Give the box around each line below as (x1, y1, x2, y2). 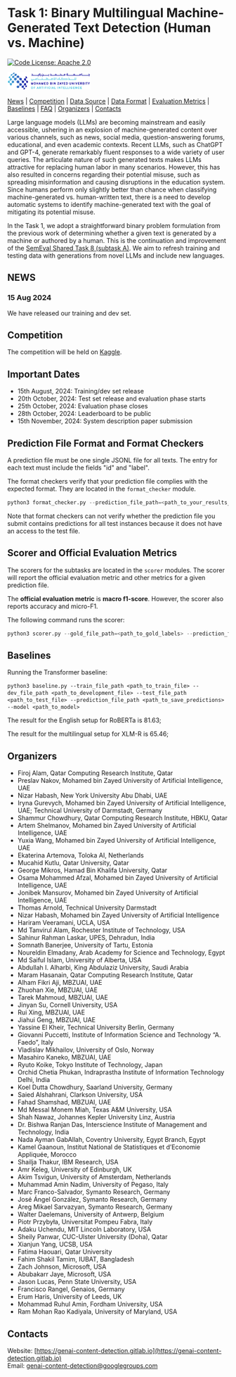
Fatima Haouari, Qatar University (17, 1247, 112, 1256)
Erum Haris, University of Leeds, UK (17, 1293, 122, 1301)
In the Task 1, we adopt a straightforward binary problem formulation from (7, 221, 221, 229)
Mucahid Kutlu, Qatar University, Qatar (17, 859, 129, 867)
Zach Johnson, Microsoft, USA (17, 1262, 107, 1271)
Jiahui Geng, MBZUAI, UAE (17, 1016, 96, 1024)
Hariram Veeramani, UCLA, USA (17, 919, 110, 927)
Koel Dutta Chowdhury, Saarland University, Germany (17, 1083, 173, 1092)
